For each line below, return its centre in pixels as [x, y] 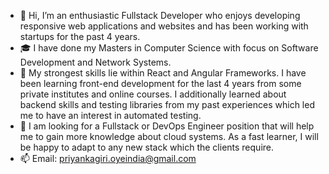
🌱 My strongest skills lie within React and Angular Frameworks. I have [163, 73]
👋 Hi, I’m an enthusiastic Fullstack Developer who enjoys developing [160, 15]
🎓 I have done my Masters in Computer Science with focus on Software [169, 48]
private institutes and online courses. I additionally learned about [153, 94]
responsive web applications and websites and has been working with [164, 26]
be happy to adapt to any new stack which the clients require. [147, 147]
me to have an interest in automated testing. [110, 115]
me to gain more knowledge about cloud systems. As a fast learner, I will [169, 136]
